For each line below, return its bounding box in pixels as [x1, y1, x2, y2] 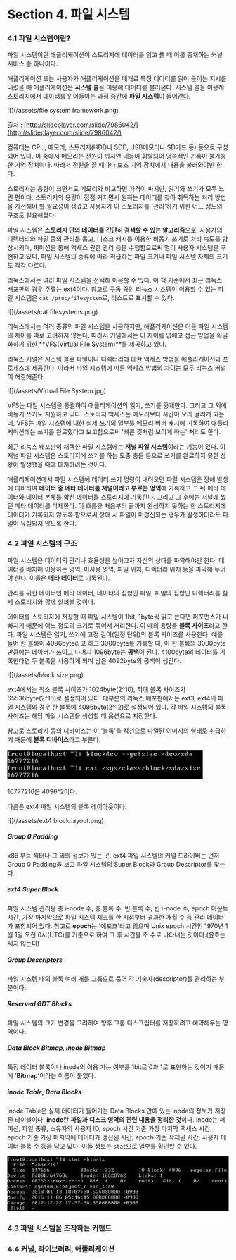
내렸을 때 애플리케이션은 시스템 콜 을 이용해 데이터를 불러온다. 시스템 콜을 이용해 [7, 83, 225, 92]
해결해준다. [14, 373, 46, 381]
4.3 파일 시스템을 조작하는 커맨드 [7, 1223, 112, 1233]
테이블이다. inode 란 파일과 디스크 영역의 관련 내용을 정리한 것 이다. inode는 [14, 1115, 218, 1124]
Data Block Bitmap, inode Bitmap [7, 1044, 106, 1052]
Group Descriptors [7, 956, 63, 964]
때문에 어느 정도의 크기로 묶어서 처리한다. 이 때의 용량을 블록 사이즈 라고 [25, 621, 221, 629]
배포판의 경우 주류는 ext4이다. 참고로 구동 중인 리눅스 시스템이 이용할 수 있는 [7, 285, 216, 293]
